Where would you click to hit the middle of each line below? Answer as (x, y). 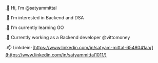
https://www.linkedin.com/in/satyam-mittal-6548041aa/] (94, 48)
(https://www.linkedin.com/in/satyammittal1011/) (56, 55)
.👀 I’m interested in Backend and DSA (45, 18)
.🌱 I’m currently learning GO (35, 27)
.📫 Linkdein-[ (20, 48)
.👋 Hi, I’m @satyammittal (31, 8)
